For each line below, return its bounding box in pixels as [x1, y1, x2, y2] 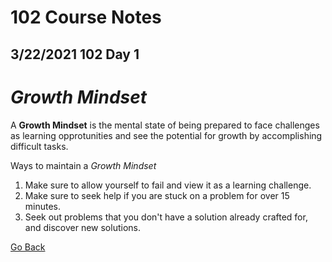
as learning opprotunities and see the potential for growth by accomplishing [10, 129, 323, 141]
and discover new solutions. [24, 221, 141, 233]
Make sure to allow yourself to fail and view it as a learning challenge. [24, 179, 312, 191]
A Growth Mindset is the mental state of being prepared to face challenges [10, 119, 320, 131]
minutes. [24, 200, 62, 212]
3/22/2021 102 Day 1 [10, 46, 140, 63]
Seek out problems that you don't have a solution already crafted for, [24, 211, 308, 223]
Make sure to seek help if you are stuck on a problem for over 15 [24, 189, 290, 201]
